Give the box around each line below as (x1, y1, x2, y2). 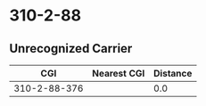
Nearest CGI (92, 68, 145, 79)
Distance (152, 68, 193, 79)
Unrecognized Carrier (9, 41, 133, 56)
